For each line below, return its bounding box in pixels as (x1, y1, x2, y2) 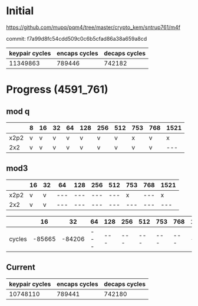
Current (6, 262, 35, 272)
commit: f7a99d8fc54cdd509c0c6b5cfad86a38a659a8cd (6, 35, 147, 42)
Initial (6, 4, 34, 18)
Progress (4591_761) (6, 83, 108, 96)
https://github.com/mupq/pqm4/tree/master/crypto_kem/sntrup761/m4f (6, 24, 181, 31)
